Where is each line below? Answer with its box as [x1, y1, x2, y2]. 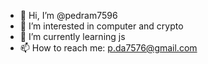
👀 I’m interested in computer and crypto [19, 20, 184, 32]
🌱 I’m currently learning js [19, 31, 126, 42]
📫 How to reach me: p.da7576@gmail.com [19, 42, 198, 54]
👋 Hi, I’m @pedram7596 [19, 10, 118, 21]
